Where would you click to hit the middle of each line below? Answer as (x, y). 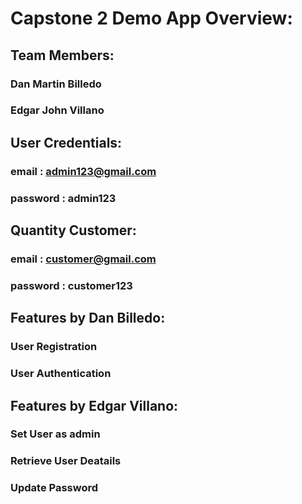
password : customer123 (71, 285)
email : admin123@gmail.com (83, 171)
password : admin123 (63, 198)
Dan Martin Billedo (56, 84)
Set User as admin (55, 434)
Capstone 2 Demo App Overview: (151, 18)
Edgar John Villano (57, 110)
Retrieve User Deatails (66, 461)
